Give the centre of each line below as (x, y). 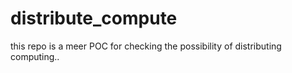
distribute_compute (94, 18)
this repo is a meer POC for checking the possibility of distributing (146, 46)
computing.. (35, 56)
